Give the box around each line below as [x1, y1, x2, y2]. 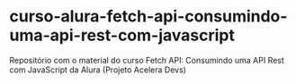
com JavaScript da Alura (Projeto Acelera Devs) [9, 64, 187, 75]
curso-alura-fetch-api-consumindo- [9, 6, 288, 27]
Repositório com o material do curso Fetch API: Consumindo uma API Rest [9, 55, 285, 65]
